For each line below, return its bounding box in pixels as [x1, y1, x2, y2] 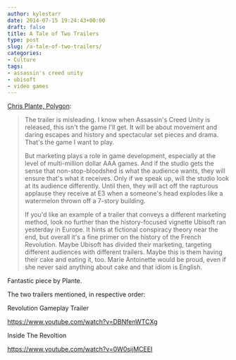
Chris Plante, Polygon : [7, 102, 72, 110]
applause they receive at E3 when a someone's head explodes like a [24, 189, 223, 198]
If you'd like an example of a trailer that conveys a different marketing [24, 210, 227, 219]
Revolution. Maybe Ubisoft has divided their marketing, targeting [24, 241, 212, 249]
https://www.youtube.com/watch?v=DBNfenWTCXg [7, 318, 158, 326]
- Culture [7, 56, 37, 64]
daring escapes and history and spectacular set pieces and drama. [24, 131, 219, 139]
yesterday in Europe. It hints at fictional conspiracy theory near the [24, 225, 218, 234]
